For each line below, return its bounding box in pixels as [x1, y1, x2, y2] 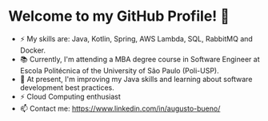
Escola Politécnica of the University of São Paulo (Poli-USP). [19, 65, 220, 75]
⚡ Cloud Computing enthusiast [19, 92, 122, 101]
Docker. [19, 45, 46, 55]
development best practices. [19, 83, 114, 92]
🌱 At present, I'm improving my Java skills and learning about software [19, 74, 253, 84]
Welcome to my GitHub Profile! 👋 [8, 7, 230, 25]
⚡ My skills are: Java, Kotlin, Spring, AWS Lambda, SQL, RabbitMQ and [19, 33, 254, 43]
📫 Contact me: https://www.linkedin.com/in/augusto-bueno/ [19, 103, 221, 113]
